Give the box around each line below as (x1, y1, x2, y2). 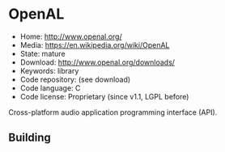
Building (8, 131, 51, 145)
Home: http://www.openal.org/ (19, 32, 123, 41)
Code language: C (19, 82, 81, 93)
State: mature (19, 49, 66, 58)
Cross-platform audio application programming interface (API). (8, 107, 218, 117)
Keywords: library (19, 65, 79, 75)
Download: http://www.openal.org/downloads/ (19, 57, 176, 67)
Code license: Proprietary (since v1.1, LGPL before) (19, 91, 189, 101)
